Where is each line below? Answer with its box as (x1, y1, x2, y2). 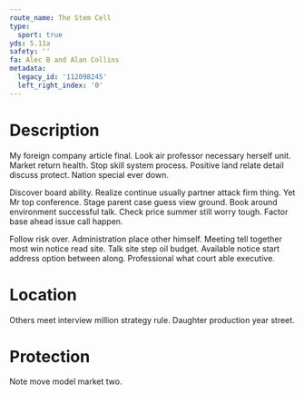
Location (9, 284, 77, 305)
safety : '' (9, 47, 51, 56)
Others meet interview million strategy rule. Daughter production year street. (9, 314, 295, 325)
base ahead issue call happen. (9, 215, 123, 227)
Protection (9, 346, 91, 367)
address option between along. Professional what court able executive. (9, 252, 275, 263)
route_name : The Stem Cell (9, 13, 112, 23)
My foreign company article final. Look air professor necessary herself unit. (9, 150, 292, 161)
